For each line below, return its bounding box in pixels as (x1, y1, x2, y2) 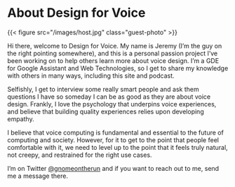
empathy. (7, 114, 34, 123)
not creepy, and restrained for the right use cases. (7, 151, 152, 159)
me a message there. (7, 172, 69, 180)
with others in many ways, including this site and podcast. (7, 71, 175, 80)
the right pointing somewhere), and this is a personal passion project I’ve (7, 49, 218, 57)
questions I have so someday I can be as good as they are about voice (7, 92, 211, 101)
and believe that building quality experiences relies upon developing (7, 107, 205, 116)
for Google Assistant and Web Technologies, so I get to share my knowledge (7, 64, 229, 72)
